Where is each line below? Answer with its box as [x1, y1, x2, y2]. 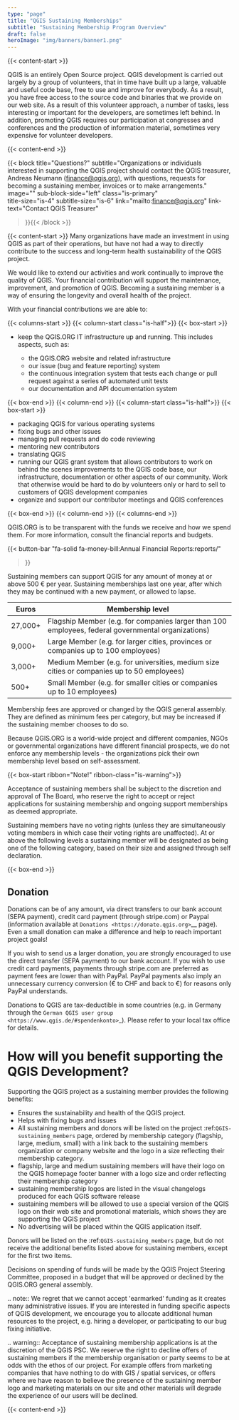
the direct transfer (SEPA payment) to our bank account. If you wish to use [7, 956, 225, 965]
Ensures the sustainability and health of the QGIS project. [17, 1108, 186, 1117]
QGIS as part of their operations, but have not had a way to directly [7, 240, 204, 248]
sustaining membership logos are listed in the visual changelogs [17, 1184, 206, 1192]
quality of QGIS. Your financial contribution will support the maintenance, [7, 276, 221, 285]
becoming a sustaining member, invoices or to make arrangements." [7, 181, 208, 190]
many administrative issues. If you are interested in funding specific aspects [7, 1302, 230, 1310]
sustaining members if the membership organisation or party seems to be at [7, 1353, 230, 1361]
